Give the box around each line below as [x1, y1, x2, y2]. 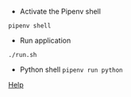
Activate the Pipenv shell [19, 7, 102, 16]
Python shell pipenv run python [19, 65, 123, 74]
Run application [19, 35, 71, 45]
